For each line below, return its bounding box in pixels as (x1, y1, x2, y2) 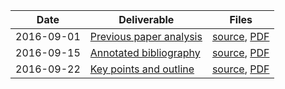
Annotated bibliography (89, 46, 201, 59)
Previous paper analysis (89, 30, 203, 43)
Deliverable (118, 13, 175, 26)
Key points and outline (89, 62, 195, 76)
